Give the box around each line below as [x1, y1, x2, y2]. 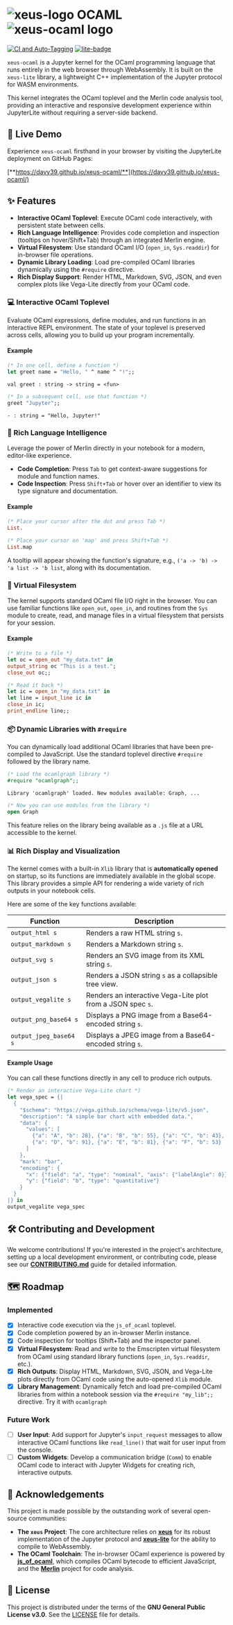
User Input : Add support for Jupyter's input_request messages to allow [17, 1431, 223, 1439]
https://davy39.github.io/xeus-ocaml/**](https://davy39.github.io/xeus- [15, 167, 220, 176]
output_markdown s [10, 940, 71, 948]
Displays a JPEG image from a [85, 1031, 184, 1040]
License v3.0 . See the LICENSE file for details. [7, 1610, 140, 1619]
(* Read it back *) [7, 682, 64, 689]
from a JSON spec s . [85, 999, 154, 1009]
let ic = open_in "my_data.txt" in [7, 688, 110, 695]
